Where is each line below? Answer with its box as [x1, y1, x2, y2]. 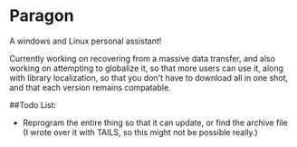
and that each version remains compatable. [9, 82, 171, 93]
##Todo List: [9, 99, 57, 110]
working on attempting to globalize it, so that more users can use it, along [9, 63, 283, 73]
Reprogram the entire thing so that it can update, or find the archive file [22, 117, 288, 128]
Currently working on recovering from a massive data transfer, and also [9, 53, 276, 64]
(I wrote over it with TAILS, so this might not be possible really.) [22, 126, 258, 137]
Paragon [9, 5, 74, 26]
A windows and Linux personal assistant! [9, 35, 162, 46]
